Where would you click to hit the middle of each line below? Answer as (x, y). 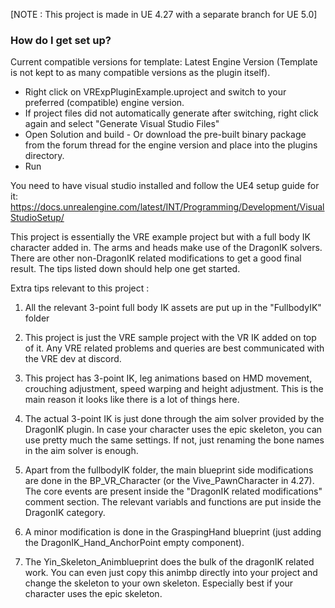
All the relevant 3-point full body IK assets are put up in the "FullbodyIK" (173, 308)
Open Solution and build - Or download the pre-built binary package (165, 135)
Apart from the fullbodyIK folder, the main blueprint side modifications (169, 470)
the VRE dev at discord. (73, 359)
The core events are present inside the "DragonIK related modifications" (173, 491)
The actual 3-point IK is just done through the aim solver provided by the (174, 419)
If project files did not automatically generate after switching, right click (171, 113)
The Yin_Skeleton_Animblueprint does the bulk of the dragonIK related (169, 562)
